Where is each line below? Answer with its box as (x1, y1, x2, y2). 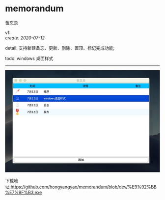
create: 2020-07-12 (5, 35, 45, 41)
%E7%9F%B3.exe (5, 190, 42, 195)
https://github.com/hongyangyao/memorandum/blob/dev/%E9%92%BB (10, 184, 157, 190)
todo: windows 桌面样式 (5, 55, 54, 61)
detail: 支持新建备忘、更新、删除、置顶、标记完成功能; (5, 45, 115, 51)
